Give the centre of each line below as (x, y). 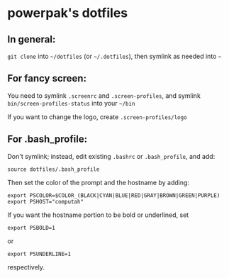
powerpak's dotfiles (68, 13)
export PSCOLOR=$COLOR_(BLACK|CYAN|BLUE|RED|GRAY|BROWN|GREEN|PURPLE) (114, 195)
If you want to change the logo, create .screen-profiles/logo (97, 117)
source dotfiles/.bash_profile (54, 169)
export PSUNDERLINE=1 (39, 254)
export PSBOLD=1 (31, 228)
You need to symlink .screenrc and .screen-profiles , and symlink (104, 95)
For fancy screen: (47, 78)
